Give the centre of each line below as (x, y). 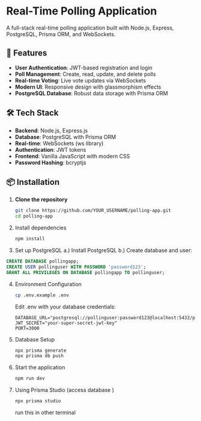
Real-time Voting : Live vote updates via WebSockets (80, 80)
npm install (30, 239)
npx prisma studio (38, 401)
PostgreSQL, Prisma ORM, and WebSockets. (61, 34)
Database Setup (35, 339)
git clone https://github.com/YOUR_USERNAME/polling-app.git (93, 211)
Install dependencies (41, 228)
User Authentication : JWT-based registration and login (84, 67)
